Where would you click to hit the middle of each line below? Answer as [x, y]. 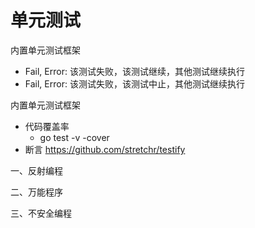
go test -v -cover [74, 137]
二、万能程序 [36, 192]
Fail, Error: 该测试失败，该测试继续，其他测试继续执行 [134, 71]
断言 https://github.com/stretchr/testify [105, 149]
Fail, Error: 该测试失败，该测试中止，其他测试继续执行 [134, 83]
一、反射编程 [36, 170]
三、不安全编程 [41, 213]
